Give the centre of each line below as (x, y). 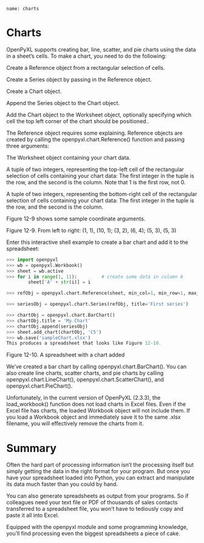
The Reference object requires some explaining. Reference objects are (95, 133)
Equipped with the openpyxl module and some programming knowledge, (97, 527)
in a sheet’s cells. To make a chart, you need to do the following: (87, 56)
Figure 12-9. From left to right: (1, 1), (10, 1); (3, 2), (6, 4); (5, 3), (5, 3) (91, 230)
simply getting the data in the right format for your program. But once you (98, 471)
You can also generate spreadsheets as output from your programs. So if (97, 496)
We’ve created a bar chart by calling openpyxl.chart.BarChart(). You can (97, 366)
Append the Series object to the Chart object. (63, 103)
